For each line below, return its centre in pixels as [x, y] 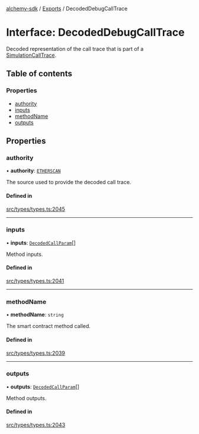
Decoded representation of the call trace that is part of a [75, 49]
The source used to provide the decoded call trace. [69, 182]
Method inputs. [25, 254]
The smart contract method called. [48, 326]
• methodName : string [35, 315]
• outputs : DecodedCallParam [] [43, 387]
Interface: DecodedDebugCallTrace [95, 33]
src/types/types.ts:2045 [36, 209]
